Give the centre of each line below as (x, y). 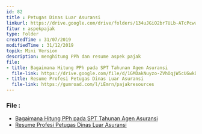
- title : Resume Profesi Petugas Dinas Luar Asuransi (75, 79)
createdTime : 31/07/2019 (38, 40)
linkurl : (17, 23)
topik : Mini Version (32, 51)
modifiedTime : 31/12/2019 (40, 46)
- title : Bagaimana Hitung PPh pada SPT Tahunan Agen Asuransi (87, 68)
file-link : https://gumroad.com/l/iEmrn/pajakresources (83, 85)
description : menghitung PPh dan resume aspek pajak (74, 56)
